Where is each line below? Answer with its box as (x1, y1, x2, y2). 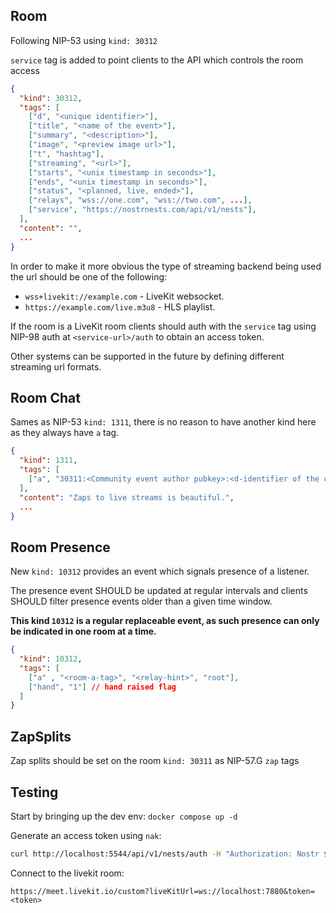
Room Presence (10, 539, 111, 556)
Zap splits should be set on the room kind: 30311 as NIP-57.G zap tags (10, 755, 300, 767)
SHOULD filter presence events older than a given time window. (10, 595, 273, 608)
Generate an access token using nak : (10, 829, 162, 841)
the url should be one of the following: (10, 270, 168, 283)
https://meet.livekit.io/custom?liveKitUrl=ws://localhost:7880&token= (10, 886, 315, 896)
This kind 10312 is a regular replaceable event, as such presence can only (10, 615, 320, 627)
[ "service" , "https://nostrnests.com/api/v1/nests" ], (28, 205, 257, 215)
